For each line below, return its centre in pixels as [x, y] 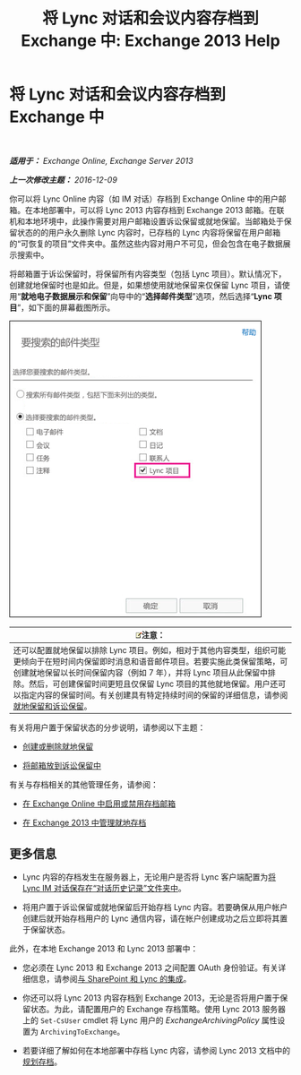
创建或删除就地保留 [58, 747]
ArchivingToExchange [78, 1032]
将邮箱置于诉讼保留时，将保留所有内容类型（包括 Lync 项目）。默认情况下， [148, 273]
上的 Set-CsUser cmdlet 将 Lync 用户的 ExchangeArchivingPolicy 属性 [150, 1020]
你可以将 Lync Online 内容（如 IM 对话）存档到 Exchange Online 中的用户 [144, 199]
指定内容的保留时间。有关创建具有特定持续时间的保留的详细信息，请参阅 [155, 694]
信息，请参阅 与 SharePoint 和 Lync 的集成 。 [111, 979]
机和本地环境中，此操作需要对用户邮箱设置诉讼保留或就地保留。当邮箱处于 [146, 221]
